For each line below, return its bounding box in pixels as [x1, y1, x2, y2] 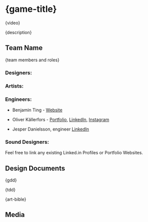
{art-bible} [5, 196, 26, 202]
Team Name [5, 44, 43, 52]
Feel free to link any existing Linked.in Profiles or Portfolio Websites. [5, 150, 143, 156]
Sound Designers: [5, 138, 49, 145]
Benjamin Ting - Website [12, 107, 63, 113]
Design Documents [5, 164, 65, 173]
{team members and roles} [5, 57, 60, 63]
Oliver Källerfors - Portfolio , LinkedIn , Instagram [12, 116, 110, 122]
